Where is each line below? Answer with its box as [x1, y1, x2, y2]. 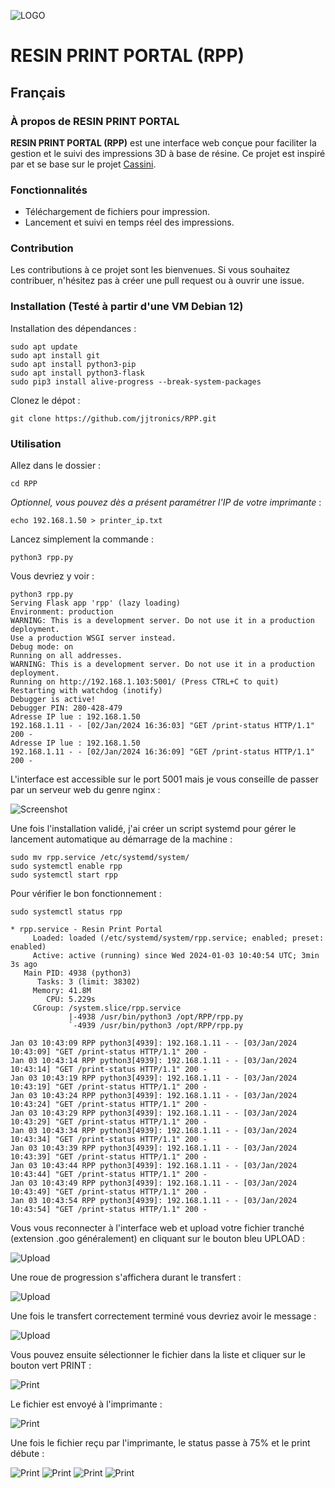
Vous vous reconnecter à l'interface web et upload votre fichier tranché [10, 1222, 305, 1234]
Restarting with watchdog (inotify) [10, 686, 163, 696]
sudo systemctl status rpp [10, 907, 123, 917]
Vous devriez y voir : [10, 570, 95, 582]
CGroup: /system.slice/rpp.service [32, 1003, 182, 1014]
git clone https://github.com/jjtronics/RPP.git [10, 413, 217, 424]
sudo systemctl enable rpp [10, 861, 123, 872]
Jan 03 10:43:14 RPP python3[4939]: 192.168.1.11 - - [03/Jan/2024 [10, 1056, 298, 1066]
